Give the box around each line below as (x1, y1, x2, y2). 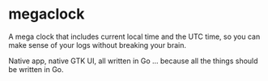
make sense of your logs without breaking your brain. (8, 40, 187, 49)
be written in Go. (8, 64, 64, 74)
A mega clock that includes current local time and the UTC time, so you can (8, 32, 261, 41)
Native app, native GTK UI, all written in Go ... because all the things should (8, 56, 258, 66)
